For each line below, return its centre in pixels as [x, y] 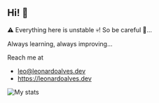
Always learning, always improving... [60, 43]
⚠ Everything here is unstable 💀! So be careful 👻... [80, 29]
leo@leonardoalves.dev [51, 71]
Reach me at [25, 57]
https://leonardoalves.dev [55, 78]
